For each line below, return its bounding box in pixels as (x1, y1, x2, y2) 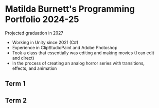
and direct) (12, 55, 35, 61)
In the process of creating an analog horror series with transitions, (12, 60, 145, 66)
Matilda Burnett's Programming (5, 3, 135, 15)
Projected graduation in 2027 (5, 30, 64, 36)
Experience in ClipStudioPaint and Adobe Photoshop (12, 44, 118, 50)
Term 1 (5, 80, 26, 88)
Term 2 (5, 96, 27, 105)
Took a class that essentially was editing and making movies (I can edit (12, 50, 155, 56)
